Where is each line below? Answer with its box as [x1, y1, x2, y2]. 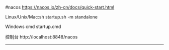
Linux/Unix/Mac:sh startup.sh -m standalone [5, 14, 98, 19]
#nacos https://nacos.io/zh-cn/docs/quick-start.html [5, 4, 115, 10]
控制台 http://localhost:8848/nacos [5, 34, 78, 39]
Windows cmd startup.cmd [5, 23, 61, 29]
